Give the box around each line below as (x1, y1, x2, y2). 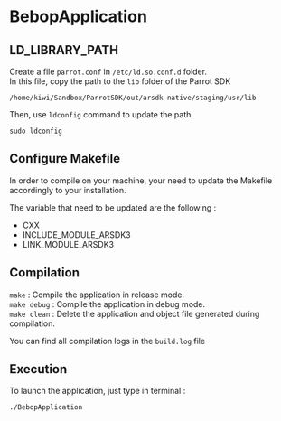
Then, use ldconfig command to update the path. (9, 109, 194, 119)
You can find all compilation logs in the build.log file (9, 335, 206, 346)
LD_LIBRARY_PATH (9, 42, 119, 58)
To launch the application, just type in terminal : (9, 386, 186, 397)
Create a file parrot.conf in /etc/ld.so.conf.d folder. (9, 66, 208, 77)
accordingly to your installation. (9, 184, 126, 195)
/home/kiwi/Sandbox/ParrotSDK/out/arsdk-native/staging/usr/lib (9, 93, 257, 102)
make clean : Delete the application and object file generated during (9, 308, 260, 319)
